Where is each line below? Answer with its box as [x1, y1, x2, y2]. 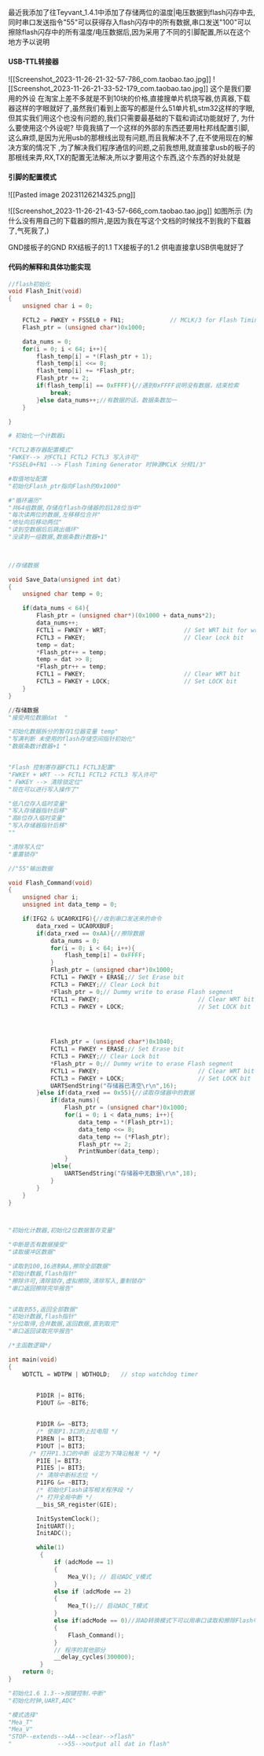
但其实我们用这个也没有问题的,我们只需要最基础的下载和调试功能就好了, [8, 113, 240, 123]
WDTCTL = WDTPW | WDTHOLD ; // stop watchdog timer [22, 1370, 199, 1379]
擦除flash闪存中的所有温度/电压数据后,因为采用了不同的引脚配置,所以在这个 [8, 28, 251, 36]
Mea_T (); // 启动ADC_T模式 [68, 1602, 148, 1611]
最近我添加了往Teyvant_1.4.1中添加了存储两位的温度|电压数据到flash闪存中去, [8, 8, 255, 17]
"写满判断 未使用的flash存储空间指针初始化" [8, 735, 136, 743]
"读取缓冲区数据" [8, 1248, 57, 1257]
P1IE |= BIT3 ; [36, 1456, 82, 1465]
